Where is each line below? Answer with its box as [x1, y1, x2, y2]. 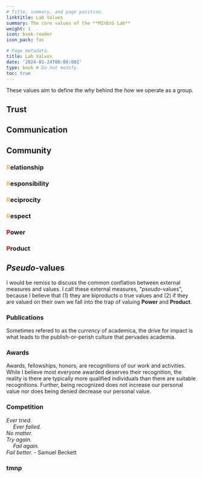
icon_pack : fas [6, 37, 45, 43]
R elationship [6, 164, 44, 172]
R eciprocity [6, 196, 41, 204]
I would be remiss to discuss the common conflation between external [6, 279, 181, 286]
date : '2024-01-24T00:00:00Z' [6, 59, 83, 65]
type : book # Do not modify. [6, 65, 80, 71]
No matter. [6, 429, 33, 436]
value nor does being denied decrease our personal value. [6, 387, 151, 395]
